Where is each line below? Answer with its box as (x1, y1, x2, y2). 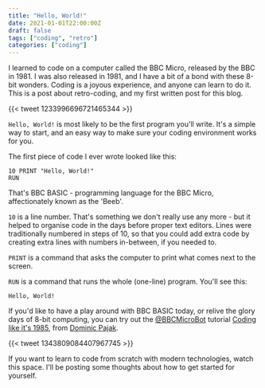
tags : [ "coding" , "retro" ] (8, 33, 98, 42)
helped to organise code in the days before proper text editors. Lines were (8, 221, 252, 230)
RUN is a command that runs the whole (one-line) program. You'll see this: (8, 276, 248, 287)
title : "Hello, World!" (8, 11, 88, 20)
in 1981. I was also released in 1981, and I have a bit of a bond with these (8, 72, 245, 81)
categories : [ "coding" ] (8, 41, 88, 49)
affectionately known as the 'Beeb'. (8, 197, 123, 206)
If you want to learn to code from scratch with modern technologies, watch (8, 354, 254, 363)
